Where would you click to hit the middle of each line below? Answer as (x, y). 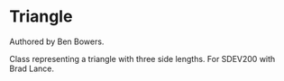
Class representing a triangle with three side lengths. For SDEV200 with (142, 58)
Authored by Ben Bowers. (57, 41)
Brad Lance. (32, 68)
